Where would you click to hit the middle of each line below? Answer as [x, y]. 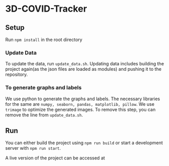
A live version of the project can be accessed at [55, 158]
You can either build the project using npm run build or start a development [84, 143]
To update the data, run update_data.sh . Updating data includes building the [84, 64]
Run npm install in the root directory [44, 39]
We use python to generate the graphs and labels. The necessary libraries [83, 99]
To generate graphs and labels [44, 88]
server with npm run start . [33, 148]
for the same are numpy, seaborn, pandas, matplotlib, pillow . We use [80, 104]
